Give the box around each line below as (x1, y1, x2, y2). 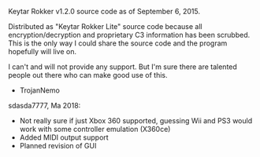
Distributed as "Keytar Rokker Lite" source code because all (8, 22, 202, 31)
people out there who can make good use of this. (8, 71, 168, 79)
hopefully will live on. (8, 47, 77, 56)
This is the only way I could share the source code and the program (8, 38, 228, 48)
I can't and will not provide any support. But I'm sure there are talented (8, 62, 238, 71)
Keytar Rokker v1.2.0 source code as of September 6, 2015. (8, 7, 201, 16)
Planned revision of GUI (19, 141, 97, 150)
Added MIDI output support (19, 133, 109, 142)
